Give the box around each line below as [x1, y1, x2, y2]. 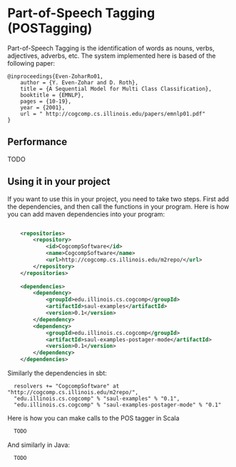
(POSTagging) [7, 20, 93, 36]
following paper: [7, 59, 56, 67]
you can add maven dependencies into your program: [7, 209, 165, 219]
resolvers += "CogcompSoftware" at [14, 383, 120, 390]
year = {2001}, [20, 104, 66, 111]
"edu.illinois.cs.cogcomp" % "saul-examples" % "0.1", [14, 395, 180, 403]
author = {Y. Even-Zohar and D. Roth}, [20, 79, 139, 86]
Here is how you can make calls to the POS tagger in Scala [7, 414, 180, 423]
